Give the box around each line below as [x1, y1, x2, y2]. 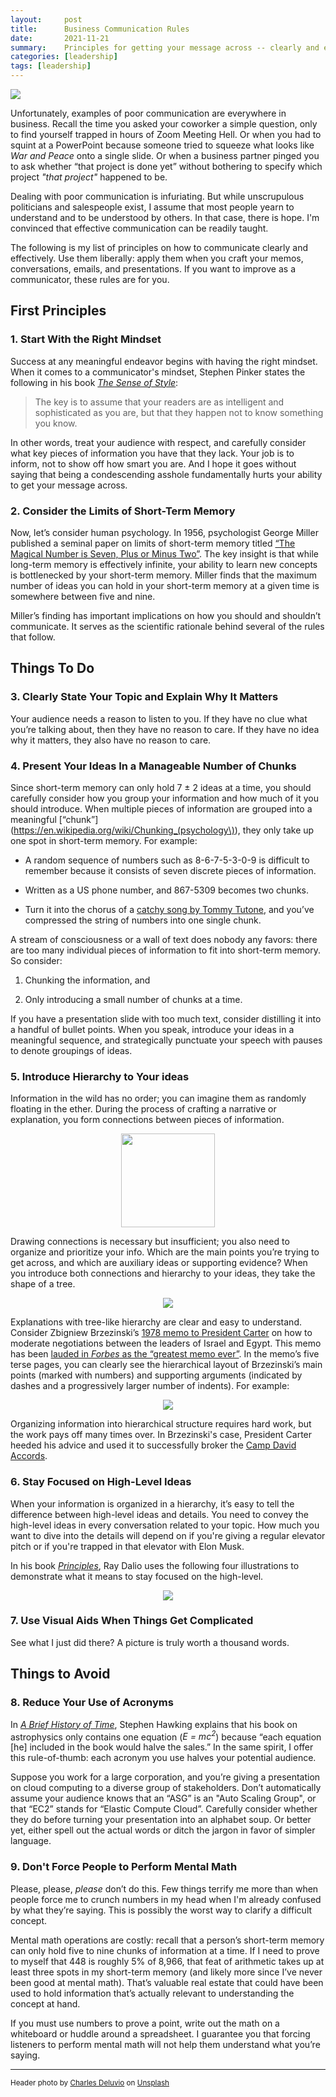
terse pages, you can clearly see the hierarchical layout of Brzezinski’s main [10, 1359, 323, 1371]
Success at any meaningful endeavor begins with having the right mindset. [10, 355, 318, 367]
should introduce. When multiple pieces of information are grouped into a [10, 802, 313, 815]
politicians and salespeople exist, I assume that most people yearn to [10, 201, 295, 213]
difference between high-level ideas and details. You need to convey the [10, 1508, 309, 1520]
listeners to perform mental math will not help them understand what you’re [10, 2038, 321, 2050]
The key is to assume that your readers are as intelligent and [34, 396, 285, 408]
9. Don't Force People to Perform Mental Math [10, 1860, 238, 1874]
